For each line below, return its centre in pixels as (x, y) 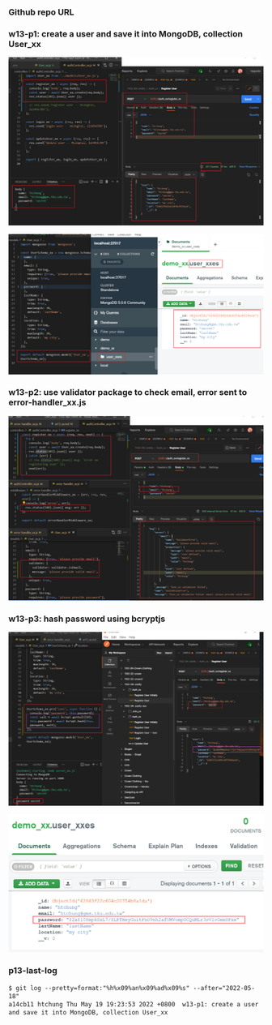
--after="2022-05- (224, 988)
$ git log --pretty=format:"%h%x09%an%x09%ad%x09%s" (99, 988)
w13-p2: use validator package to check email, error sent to (128, 392)
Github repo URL (41, 12)
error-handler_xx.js (47, 402)
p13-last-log (33, 970)
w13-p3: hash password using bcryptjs (87, 619)
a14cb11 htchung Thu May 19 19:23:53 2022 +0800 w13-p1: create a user (134, 1004)
